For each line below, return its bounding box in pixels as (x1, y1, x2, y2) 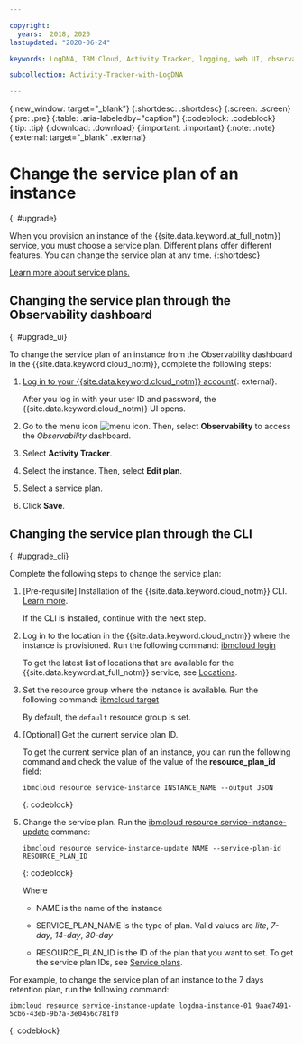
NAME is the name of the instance (35, 902, 163, 913)
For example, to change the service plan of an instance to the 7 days (9, 973, 264, 985)
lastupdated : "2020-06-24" (9, 38, 111, 47)
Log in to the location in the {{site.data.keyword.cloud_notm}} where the (22, 630, 291, 641)
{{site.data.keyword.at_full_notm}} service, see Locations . (22, 666, 238, 678)
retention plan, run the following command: (9, 983, 170, 994)
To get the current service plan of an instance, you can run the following (22, 747, 291, 757)
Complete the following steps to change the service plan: (9, 568, 222, 578)
